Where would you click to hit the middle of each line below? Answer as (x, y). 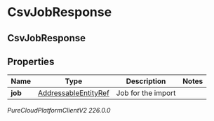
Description (146, 81)
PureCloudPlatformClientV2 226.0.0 (59, 111)
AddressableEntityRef (74, 93)
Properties (31, 61)
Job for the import (146, 93)
